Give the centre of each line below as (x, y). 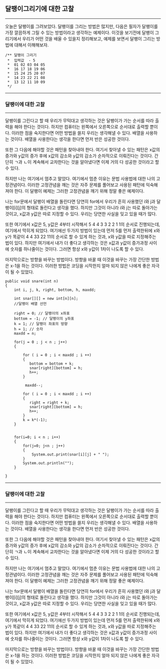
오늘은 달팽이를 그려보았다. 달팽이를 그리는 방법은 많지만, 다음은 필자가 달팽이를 (82, 26)
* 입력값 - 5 (21, 60)
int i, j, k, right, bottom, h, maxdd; (55, 290)
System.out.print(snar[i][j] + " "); (70, 455)
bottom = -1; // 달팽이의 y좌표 (44, 319)
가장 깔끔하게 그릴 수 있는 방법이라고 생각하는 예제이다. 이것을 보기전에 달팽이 (80, 32)
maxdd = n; (25, 334)
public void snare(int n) (32, 281)
